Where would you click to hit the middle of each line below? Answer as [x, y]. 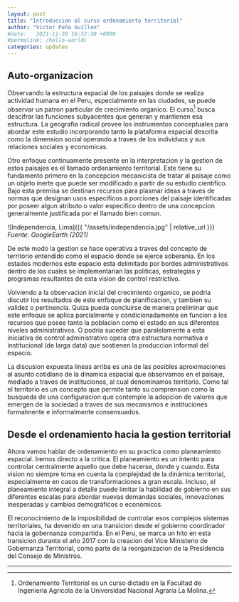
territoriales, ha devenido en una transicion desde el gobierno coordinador [116, 526]
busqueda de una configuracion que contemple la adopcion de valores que [117, 397]
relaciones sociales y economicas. [58, 147]
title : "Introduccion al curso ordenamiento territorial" [95, 21]
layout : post [27, 14]
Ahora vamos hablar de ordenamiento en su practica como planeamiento [114, 451]
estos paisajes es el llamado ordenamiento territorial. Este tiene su [104, 168]
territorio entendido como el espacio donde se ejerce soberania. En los [111, 256]
